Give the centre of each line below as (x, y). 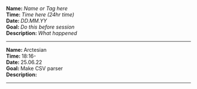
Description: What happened (42, 33)
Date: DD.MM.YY (27, 21)
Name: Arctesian (26, 50)
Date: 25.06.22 (24, 62)
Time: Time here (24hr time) (40, 15)
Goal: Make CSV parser (35, 68)
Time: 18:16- (21, 56)
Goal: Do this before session (40, 27)
